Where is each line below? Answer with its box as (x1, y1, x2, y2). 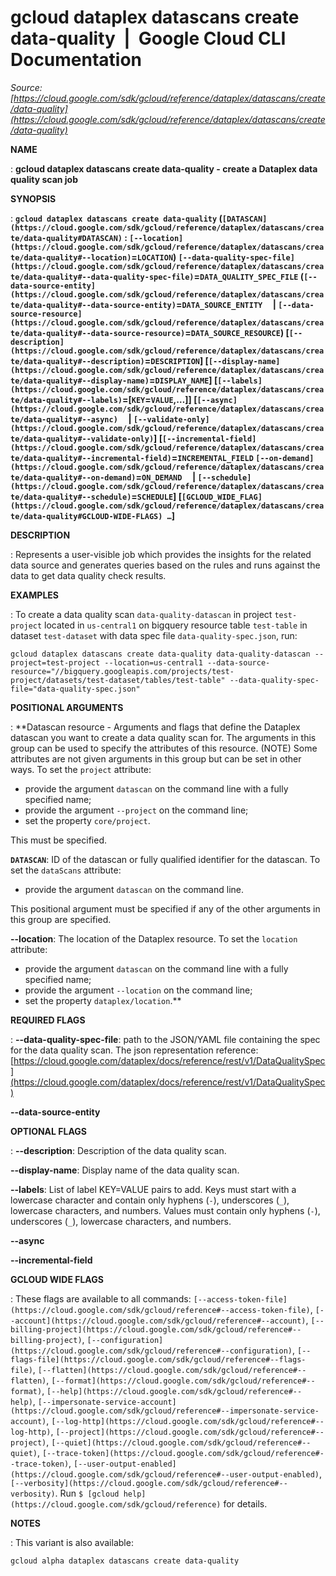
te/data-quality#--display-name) (10, 376, 150, 386)
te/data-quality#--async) (10, 414, 118, 425)
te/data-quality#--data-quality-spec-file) (10, 272, 195, 282)
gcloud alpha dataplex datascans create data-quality (10, 1556, 240, 1566)
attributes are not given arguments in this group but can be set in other (10, 752, 302, 765)
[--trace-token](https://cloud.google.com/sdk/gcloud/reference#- (41, 1448, 325, 1458)
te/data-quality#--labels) (10, 395, 123, 405)
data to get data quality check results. (10, 569, 167, 581)
